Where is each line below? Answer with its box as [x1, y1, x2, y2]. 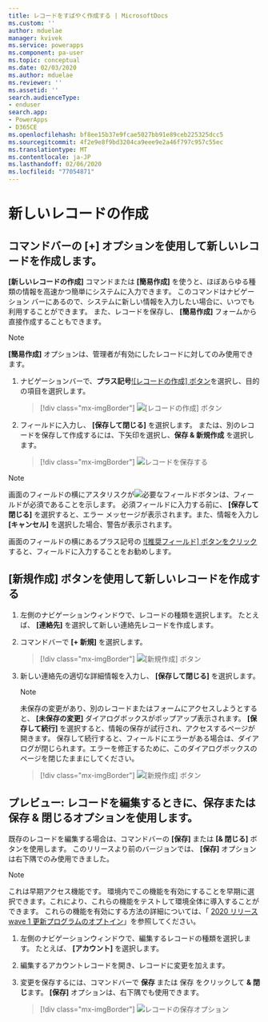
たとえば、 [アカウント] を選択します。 [35, 943, 164, 952]
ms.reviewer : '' [8, 78, 62, 86]
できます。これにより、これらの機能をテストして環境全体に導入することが [14, 896, 260, 906]
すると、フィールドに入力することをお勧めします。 [8, 547, 176, 556]
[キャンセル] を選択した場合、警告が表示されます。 [8, 520, 177, 529]
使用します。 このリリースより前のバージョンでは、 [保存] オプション [29, 844, 257, 853]
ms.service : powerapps [8, 42, 84, 50]
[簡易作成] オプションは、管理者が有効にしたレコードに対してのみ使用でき [8, 349, 254, 358]
